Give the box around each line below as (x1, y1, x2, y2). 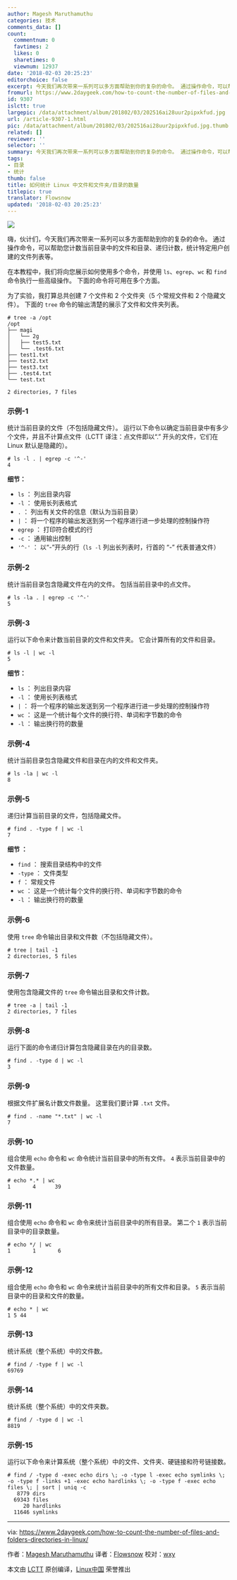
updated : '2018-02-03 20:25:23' (7, 201, 102, 209)
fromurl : (7, 89, 33, 96)
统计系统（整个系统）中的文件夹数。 (7, 1402, 113, 1411)
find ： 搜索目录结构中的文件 (17, 860, 102, 869)
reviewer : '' (7, 135, 46, 142)
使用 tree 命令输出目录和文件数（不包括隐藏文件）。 (7, 932, 157, 941)
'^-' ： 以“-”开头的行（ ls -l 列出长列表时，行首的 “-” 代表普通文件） (17, 543, 220, 552)
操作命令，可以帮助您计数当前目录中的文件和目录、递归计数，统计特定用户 (7, 243, 224, 252)
